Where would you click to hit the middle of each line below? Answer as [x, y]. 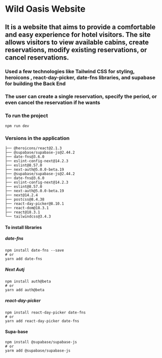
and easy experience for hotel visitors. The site [78, 34]
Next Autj [15, 270]
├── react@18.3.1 [23, 212]
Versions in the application [37, 138]
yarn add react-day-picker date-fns [42, 321]
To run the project [27, 116]
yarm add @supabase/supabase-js [38, 350]
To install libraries [24, 227]
